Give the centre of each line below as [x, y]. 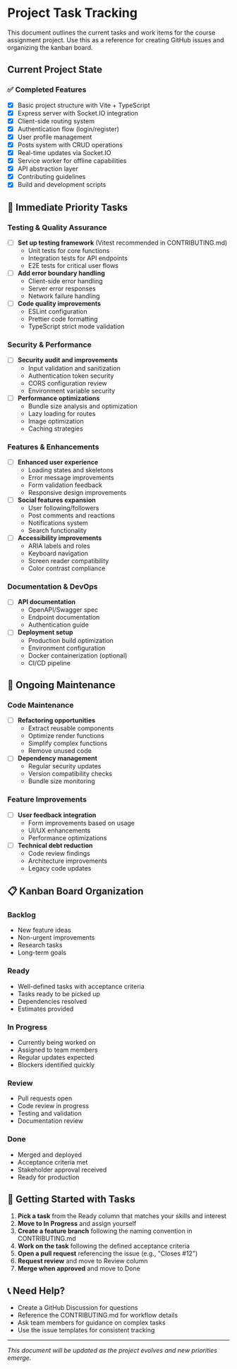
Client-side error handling [66, 281]
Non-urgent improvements [56, 938]
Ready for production [48, 1177]
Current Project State [55, 69]
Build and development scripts [62, 185]
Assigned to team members [57, 1050]
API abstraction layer [48, 169]
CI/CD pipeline [49, 663]
